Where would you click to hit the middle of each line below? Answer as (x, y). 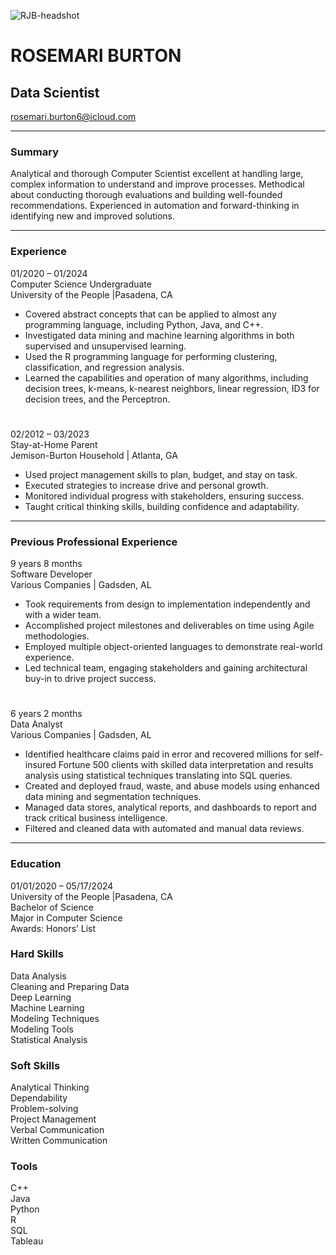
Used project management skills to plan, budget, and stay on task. (161, 474)
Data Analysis (38, 976)
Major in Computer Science (66, 917)
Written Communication (59, 1141)
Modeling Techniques (55, 1018)
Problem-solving (44, 1109)
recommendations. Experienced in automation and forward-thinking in (155, 206)
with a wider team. (63, 615)
